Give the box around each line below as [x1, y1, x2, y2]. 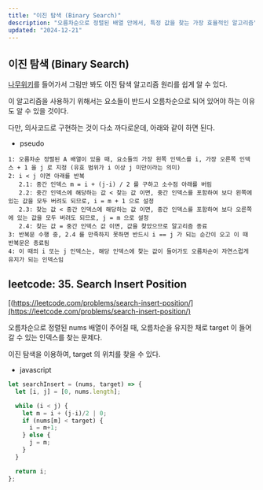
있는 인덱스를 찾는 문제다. [24, 332, 103, 342]
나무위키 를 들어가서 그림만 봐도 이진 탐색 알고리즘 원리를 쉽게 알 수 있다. [8, 80, 228, 89]
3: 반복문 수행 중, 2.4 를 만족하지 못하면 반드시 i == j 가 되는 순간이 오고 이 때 [8, 231, 249, 239]
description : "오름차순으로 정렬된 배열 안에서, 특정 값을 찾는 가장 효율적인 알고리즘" [8, 19, 258, 27]
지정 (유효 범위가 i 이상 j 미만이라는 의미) [56, 164, 181, 172]
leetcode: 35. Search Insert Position [8, 277, 187, 291]
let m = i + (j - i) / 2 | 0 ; [22, 409, 108, 418]
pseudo [19, 139, 45, 148]
